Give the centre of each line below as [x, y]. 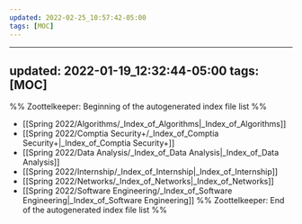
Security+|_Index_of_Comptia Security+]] [98, 143]
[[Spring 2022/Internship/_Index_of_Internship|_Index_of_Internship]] [150, 172]
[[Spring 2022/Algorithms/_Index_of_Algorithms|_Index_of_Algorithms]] [154, 124]
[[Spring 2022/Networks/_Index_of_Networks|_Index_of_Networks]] [148, 182]
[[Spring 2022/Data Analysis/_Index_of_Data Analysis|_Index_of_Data [151, 153]
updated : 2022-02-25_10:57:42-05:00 [78, 18]
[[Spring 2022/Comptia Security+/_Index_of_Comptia [120, 134]
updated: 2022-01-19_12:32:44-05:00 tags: [134, 71]
